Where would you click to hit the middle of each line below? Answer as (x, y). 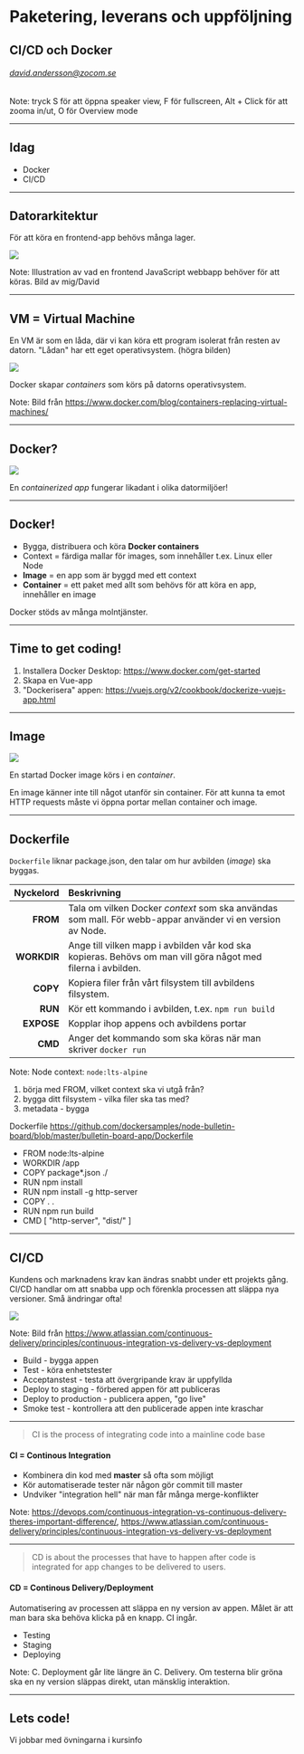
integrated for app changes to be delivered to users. (128, 1567)
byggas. (24, 871)
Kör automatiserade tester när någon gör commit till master (133, 1485)
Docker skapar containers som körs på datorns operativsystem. (128, 385)
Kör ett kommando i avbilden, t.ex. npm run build (171, 1009)
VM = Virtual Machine (72, 319)
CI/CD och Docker (61, 50)
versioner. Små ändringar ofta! (66, 1299)
